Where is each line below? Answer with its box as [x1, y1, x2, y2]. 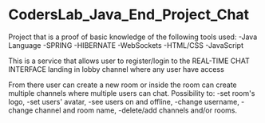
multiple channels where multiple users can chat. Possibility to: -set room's [8, 88, 255, 97]
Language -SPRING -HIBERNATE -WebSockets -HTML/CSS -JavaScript [8, 40, 244, 50]
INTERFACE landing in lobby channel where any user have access [8, 64, 225, 73]
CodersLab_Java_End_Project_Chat [8, 6, 250, 24]
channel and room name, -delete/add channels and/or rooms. [34, 105, 238, 115]
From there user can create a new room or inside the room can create [8, 80, 237, 89]
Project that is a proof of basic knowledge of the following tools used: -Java [8, 32, 258, 42]
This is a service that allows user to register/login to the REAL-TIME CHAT [8, 56, 250, 65]
